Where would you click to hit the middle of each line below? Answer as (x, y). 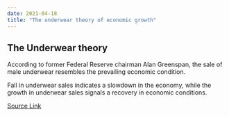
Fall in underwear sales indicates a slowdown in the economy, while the (109, 85)
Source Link (24, 106)
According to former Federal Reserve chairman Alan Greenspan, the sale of (115, 65)
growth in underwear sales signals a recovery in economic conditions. (107, 93)
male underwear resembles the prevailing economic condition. (96, 72)
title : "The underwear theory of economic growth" (82, 20)
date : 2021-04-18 (32, 13)
